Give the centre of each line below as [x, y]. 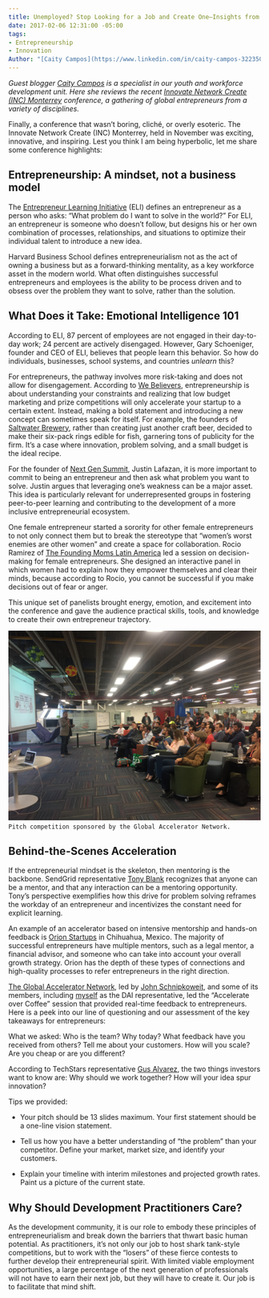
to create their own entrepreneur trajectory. [80, 619]
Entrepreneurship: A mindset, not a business [122, 175]
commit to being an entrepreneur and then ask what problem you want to [129, 477]
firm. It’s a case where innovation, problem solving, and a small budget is [128, 445]
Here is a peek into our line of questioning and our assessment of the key [129, 1012]
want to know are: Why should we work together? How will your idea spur [130, 1078]
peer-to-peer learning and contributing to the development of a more [122, 503]
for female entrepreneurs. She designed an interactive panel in [137, 561]
